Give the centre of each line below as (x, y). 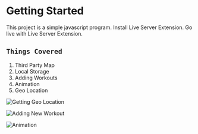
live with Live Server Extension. (45, 33)
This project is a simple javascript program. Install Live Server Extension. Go (99, 27)
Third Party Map (35, 65)
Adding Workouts (36, 78)
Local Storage (32, 71)
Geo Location (31, 90)
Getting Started (45, 11)
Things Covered (34, 52)
